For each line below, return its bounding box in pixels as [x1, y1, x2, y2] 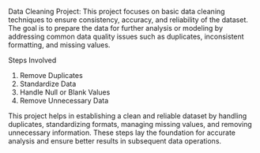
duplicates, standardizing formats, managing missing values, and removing [8, 120, 253, 129]
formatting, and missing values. [8, 40, 111, 50]
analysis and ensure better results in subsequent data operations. [8, 136, 222, 145]
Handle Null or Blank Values [19, 88, 111, 97]
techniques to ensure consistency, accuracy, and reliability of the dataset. [8, 15, 249, 24]
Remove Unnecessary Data [19, 96, 109, 105]
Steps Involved [8, 55, 57, 65]
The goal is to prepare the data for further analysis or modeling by [8, 24, 224, 32]
